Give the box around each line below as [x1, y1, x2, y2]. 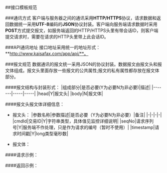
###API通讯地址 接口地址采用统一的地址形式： [5, 44, 101, 50]
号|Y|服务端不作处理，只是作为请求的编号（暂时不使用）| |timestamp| [12, 124, 155, 130]
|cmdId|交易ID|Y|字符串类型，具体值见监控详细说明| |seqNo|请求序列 [12, 118, 154, 124]
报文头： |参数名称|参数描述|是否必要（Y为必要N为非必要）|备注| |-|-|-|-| [12, 112, 162, 117]
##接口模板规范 [5, 4, 37, 10]
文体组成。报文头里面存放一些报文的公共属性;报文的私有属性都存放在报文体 [5, 67, 160, 73]
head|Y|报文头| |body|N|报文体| [38, 90, 103, 96]
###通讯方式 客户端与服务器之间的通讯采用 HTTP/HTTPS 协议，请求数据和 [5, 15, 157, 21]
